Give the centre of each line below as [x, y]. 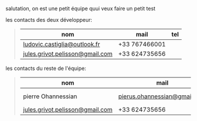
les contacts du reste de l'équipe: [46, 68]
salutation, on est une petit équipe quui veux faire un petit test [81, 9]
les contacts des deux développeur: [49, 20]
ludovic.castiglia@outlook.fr [61, 44]
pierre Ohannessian [50, 96]
